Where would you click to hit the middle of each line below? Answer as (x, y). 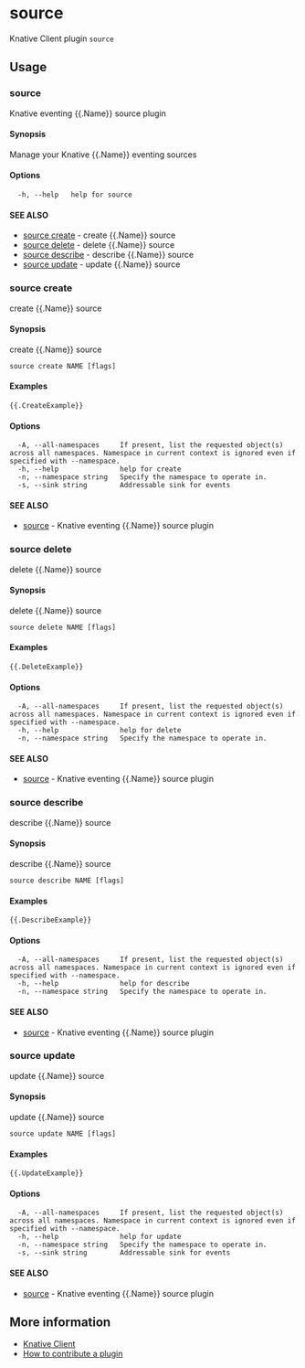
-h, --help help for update (100, 1237)
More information (60, 1323)
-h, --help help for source (75, 195)
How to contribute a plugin (73, 1354)
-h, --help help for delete (100, 731)
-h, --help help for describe (104, 984)
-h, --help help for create (100, 469)
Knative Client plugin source (62, 38)
